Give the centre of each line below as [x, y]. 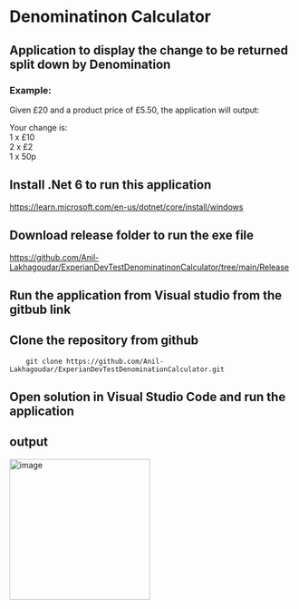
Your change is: [39, 127]
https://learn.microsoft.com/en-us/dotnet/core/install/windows [126, 207]
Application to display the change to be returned [149, 50]
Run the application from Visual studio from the [146, 295]
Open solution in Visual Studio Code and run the [148, 397]
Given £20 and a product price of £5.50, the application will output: [135, 110]
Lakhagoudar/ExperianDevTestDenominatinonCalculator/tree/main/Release [149, 267]
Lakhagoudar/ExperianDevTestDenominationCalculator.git [117, 369]
